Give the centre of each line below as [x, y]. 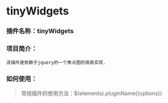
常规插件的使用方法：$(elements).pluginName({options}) [92, 93]
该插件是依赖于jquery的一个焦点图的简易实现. [56, 63]
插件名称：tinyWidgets [40, 31]
